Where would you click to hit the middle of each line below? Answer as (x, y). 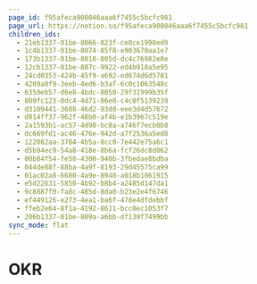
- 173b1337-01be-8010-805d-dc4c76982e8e (92, 59)
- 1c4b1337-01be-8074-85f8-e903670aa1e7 (92, 51)
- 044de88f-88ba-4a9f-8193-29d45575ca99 (92, 167)
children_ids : (35, 34)
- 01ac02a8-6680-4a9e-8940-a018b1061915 (92, 175)
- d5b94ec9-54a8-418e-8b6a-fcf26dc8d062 (92, 150)
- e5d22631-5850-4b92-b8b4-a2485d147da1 (92, 184)
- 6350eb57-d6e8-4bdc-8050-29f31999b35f (92, 92)
